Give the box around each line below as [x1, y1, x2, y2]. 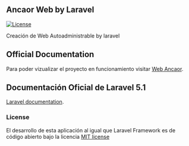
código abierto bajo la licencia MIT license [6, 133, 110, 140]
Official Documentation [6, 49, 94, 60]
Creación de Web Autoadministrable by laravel [6, 32, 120, 39]
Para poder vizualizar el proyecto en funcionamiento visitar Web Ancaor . [6, 65, 184, 72]
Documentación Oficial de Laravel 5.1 [6, 83, 146, 93]
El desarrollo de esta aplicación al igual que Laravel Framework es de [6, 126, 176, 133]
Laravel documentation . [6, 98, 64, 105]
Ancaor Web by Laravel [6, 5, 94, 15]
